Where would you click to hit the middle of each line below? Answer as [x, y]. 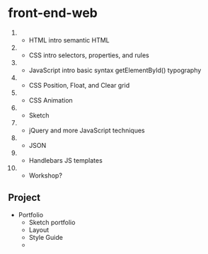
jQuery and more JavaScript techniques [87, 130]
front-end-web [53, 13]
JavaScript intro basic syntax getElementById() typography [115, 70]
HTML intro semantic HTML [69, 40]
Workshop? [46, 175]
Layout [39, 230]
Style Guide [46, 237]
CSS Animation [51, 100]
